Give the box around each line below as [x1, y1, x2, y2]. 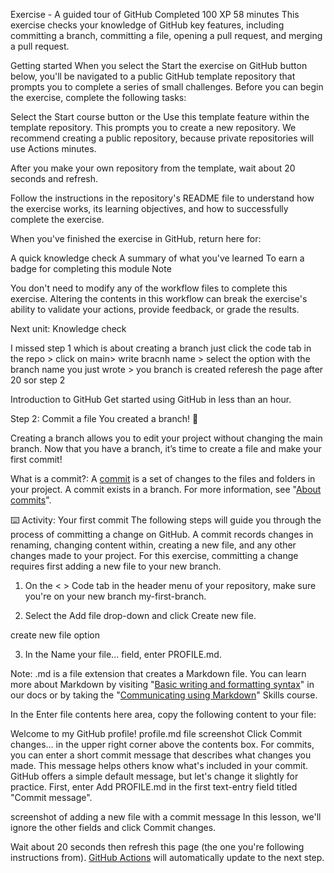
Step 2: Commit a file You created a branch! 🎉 [10, 413, 199, 424]
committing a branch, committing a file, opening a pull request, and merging [10, 30, 323, 41]
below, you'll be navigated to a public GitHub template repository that [10, 70, 296, 82]
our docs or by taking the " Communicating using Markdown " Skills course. [10, 689, 318, 701]
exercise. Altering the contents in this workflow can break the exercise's [10, 293, 308, 304]
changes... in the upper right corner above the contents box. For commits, [10, 739, 315, 750]
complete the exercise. [10, 214, 105, 225]
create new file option [10, 629, 100, 641]
